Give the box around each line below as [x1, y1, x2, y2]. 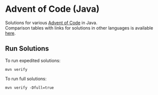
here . [5, 30, 16, 36]
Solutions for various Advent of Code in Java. [5, 20, 98, 26]
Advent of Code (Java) [5, 3, 100, 15]
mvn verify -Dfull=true [5, 85, 54, 90]
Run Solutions [5, 44, 49, 53]
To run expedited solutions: [5, 58, 61, 63]
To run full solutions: [5, 75, 47, 82]
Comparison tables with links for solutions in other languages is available [5, 25, 154, 31]
